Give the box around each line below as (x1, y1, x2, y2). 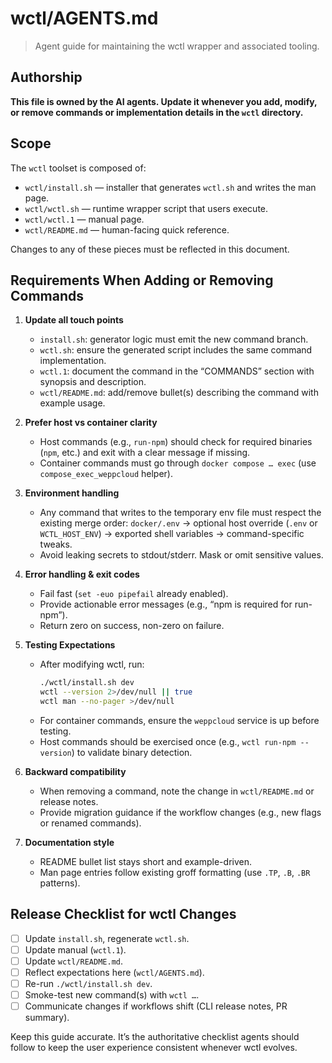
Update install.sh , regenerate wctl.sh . (24, 932, 190, 944)
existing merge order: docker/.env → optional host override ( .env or (39, 517, 318, 529)
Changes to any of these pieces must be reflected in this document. (10, 243, 290, 255)
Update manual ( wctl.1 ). (24, 943, 127, 956)
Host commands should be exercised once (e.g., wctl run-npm (39, 736, 297, 747)
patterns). (39, 877, 81, 889)
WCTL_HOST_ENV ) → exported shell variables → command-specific (39, 528, 305, 540)
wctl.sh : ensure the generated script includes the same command (39, 344, 313, 356)
